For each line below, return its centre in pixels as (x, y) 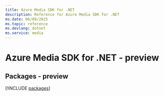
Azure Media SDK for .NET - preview (82, 58)
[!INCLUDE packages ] (28, 88)
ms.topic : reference (27, 24)
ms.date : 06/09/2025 (27, 19)
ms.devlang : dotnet (25, 28)
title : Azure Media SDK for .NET (40, 10)
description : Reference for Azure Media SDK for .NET (62, 14)
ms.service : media (24, 33)
